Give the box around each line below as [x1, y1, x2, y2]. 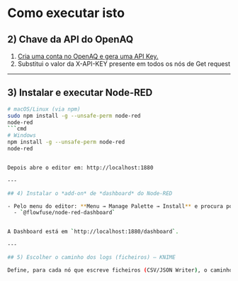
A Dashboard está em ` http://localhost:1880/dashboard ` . [7, 228, 179, 236]
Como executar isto [7, 5, 125, 21]
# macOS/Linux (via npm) [7, 105, 81, 113]
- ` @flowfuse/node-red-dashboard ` [13, 209, 115, 216]
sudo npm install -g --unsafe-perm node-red [7, 112, 141, 119]
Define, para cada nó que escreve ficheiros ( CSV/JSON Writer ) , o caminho [7, 266, 233, 274]
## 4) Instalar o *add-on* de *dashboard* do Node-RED [7, 189, 173, 197]
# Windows [7, 132, 37, 139]
